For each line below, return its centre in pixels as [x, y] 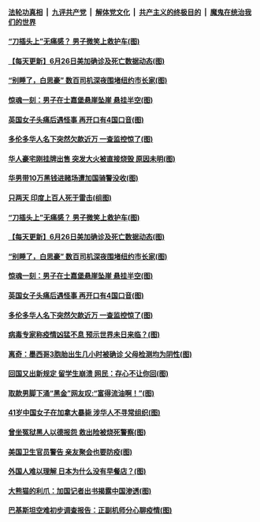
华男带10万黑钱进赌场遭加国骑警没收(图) [74, 178]
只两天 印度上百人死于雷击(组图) [60, 197]
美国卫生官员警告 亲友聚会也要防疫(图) [70, 452]
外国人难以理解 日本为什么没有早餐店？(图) [77, 471]
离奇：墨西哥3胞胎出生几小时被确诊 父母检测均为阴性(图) [100, 354]
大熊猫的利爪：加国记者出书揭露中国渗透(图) [80, 490]
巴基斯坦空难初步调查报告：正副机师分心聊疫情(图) [90, 510]
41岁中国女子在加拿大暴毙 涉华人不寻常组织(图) [84, 413]
